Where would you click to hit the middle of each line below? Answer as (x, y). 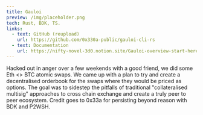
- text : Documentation (40, 46)
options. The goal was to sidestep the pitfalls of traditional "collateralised (97, 87)
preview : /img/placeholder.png (46, 17)
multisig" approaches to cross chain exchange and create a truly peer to (96, 93)
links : (14, 29)
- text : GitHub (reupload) (46, 34)
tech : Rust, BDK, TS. (34, 23)
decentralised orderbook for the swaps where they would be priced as (94, 81)
